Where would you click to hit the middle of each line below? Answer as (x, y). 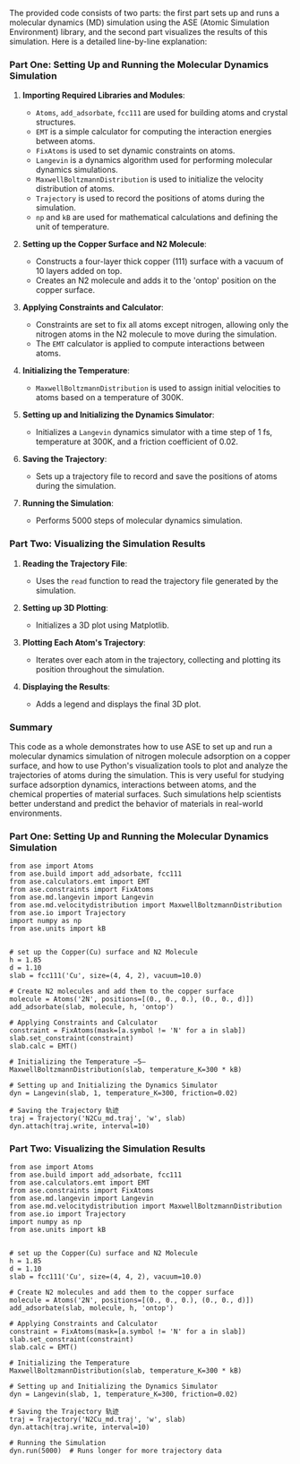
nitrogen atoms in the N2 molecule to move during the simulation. (156, 334)
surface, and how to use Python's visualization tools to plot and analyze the (149, 766)
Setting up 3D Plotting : (65, 607)
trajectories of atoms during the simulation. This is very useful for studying (147, 775)
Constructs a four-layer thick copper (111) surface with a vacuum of (159, 261)
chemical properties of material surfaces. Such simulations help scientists (146, 794)
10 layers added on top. (79, 271)
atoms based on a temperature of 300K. (109, 398)
